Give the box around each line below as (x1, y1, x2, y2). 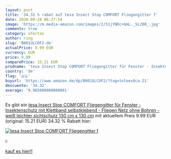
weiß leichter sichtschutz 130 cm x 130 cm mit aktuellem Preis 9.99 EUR (5, 112, 156, 118)
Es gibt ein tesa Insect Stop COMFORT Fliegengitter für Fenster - (5, 102, 141, 108)
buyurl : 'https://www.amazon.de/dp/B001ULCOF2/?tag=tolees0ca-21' (5, 78, 149, 83)
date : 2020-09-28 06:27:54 (5, 17, 63, 22)
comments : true (5, 26, 38, 31)
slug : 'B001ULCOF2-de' (5, 41, 53, 46)
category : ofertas (5, 31, 44, 36)
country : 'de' (5, 69, 36, 74)
